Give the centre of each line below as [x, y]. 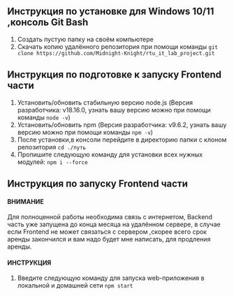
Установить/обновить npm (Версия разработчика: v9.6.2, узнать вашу [122, 124]
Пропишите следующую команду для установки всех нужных [110, 154]
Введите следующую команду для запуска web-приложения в [111, 278]
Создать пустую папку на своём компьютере [85, 39]
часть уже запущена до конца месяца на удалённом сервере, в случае [114, 224]
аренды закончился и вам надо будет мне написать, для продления [109, 239]
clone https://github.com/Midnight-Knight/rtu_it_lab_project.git [116, 53]
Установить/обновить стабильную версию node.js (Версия [105, 102]
